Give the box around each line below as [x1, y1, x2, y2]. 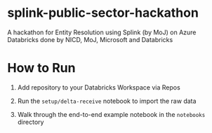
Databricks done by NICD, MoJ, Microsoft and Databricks [7, 35, 173, 43]
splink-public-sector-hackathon [7, 5, 199, 21]
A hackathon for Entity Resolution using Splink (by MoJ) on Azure [7, 28, 197, 36]
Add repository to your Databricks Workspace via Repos [17, 83, 180, 92]
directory [17, 118, 44, 126]
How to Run [7, 60, 76, 76]
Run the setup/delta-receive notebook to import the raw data [17, 97, 197, 105]
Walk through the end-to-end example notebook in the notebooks [17, 110, 206, 118]
